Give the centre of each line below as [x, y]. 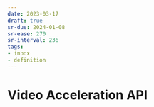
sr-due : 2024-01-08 [36, 27]
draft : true [25, 21]
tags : [15, 47]
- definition [27, 60]
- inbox [19, 54]
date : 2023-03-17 [33, 14]
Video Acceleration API [78, 95]
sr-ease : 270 [27, 34]
